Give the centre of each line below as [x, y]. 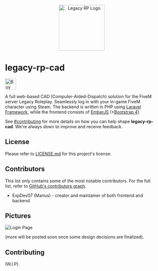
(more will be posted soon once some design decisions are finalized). [75, 237]
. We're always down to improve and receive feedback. [68, 126]
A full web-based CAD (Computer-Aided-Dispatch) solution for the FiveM [79, 96]
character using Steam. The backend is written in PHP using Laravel [73, 107]
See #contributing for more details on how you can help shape [68, 121]
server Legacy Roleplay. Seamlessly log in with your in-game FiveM [73, 101]
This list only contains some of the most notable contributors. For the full [78, 181]
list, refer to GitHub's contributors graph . [46, 186]
